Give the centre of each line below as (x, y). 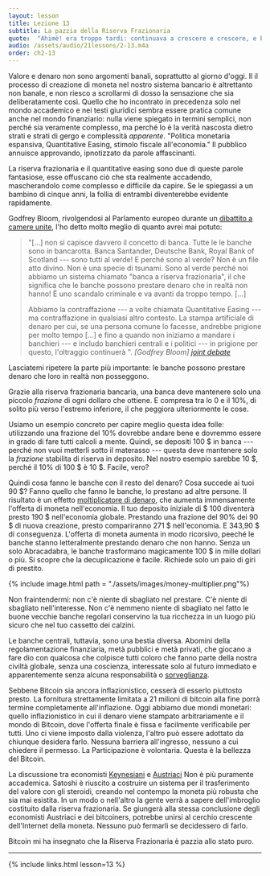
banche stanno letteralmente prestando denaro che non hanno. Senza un (129, 543)
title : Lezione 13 (39, 23)
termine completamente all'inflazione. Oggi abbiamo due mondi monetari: (130, 707)
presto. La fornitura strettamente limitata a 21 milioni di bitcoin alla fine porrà (134, 699)
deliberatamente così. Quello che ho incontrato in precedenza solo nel (125, 102)
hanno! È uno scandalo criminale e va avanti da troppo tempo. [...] (137, 294)
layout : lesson (34, 16)
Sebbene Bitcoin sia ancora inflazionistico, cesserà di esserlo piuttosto (125, 690)
